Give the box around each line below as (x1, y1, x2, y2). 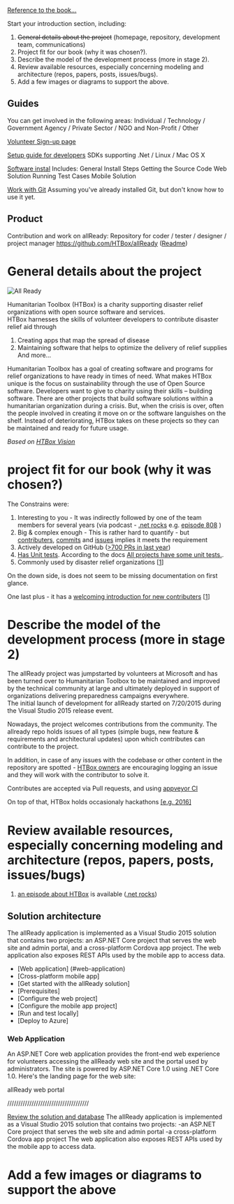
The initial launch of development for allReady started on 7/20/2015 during (7, 699, 221, 708)
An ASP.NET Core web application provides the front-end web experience (7, 1050, 221, 1058)
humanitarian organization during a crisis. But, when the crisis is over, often (7, 401, 224, 409)
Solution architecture (7, 910, 101, 922)
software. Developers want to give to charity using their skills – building (7, 386, 212, 395)
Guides (7, 98, 40, 110)
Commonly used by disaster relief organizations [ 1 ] (17, 558, 164, 566)
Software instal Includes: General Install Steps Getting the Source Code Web (7, 164, 227, 173)
